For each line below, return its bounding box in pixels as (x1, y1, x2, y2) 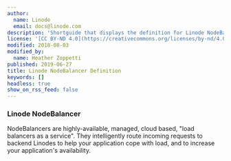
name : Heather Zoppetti (13, 55, 81, 62)
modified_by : (7, 49, 45, 55)
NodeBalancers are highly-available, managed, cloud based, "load (7, 125, 195, 133)
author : (7, 10, 30, 17)
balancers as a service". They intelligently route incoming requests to (7, 132, 203, 140)
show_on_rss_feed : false (7, 86, 78, 93)
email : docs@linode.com (13, 23, 81, 29)
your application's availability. (7, 147, 91, 155)
